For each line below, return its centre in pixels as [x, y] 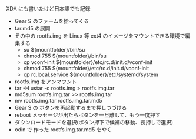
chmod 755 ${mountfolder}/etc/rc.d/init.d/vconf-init [86, 68]
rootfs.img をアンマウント [46, 82]
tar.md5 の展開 [32, 28]
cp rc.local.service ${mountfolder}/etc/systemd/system [91, 74]
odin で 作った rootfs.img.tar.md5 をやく [63, 130]
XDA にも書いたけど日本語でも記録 [48, 9]
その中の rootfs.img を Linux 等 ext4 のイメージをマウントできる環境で [100, 36]
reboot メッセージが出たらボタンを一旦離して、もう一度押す [87, 115]
